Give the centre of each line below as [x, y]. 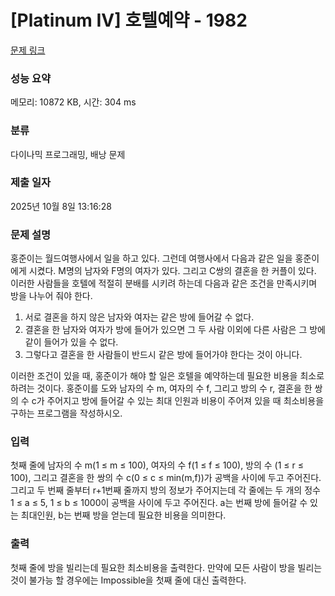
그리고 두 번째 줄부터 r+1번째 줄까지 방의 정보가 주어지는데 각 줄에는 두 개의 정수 [165, 490]
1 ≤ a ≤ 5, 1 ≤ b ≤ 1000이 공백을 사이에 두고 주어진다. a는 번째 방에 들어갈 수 [159, 503]
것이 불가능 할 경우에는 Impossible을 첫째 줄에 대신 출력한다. [128, 580]
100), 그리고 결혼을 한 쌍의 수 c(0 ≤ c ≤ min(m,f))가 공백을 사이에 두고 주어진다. [166, 478]
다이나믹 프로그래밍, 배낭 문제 [68, 154]
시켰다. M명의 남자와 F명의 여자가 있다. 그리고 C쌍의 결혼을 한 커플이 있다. [172, 271]
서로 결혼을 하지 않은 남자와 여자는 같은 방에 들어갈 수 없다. [139, 317]
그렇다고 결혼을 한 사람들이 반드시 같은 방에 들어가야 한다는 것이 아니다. [163, 355]
